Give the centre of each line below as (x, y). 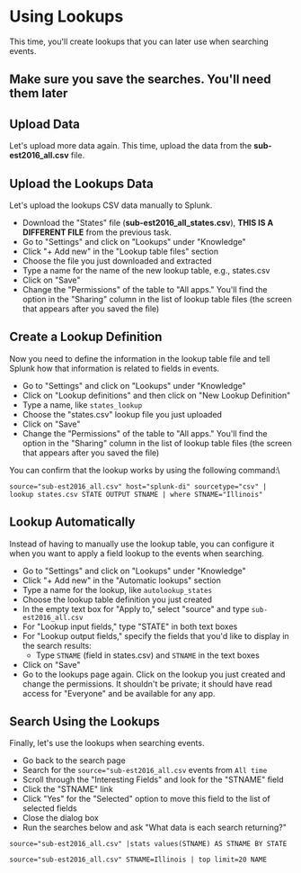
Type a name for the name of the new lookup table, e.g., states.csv (146, 270)
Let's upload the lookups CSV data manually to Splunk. (111, 205)
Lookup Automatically (72, 522)
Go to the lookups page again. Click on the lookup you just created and (154, 674)
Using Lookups (66, 17)
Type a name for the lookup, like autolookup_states (117, 589)
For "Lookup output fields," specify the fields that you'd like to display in (155, 635)
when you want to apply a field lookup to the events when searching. (137, 553)
